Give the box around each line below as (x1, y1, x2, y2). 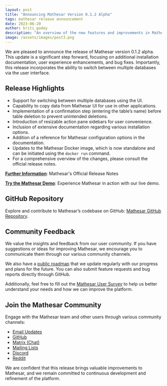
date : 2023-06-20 (5, 21, 41, 26)
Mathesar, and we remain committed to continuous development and (5, 370, 146, 376)
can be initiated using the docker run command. (12, 150, 111, 156)
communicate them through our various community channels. (5, 251, 132, 257)
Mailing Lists (12, 345, 38, 351)
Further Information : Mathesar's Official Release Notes (5, 170, 119, 177)
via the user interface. (5, 70, 50, 76)
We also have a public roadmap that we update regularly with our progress (5, 261, 158, 267)
